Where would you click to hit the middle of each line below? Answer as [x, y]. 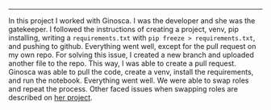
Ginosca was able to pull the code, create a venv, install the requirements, [131, 72]
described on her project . [50, 98]
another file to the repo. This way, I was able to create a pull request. [122, 63]
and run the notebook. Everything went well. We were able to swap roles [129, 80]
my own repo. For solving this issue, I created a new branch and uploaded [131, 55]
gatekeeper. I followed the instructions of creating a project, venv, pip [124, 29]
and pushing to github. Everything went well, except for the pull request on [132, 46]
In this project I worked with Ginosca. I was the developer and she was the [132, 20]
